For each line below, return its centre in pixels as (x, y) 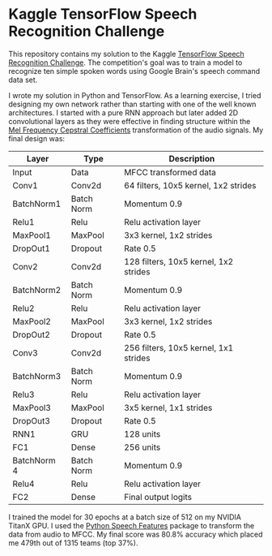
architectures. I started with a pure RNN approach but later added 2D (123, 112)
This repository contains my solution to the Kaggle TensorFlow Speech (126, 54)
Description (192, 158)
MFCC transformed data (170, 172)
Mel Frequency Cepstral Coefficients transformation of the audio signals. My (136, 130)
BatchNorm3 (37, 376)
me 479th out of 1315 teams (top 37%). (73, 543)
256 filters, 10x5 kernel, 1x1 (179, 347)
